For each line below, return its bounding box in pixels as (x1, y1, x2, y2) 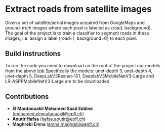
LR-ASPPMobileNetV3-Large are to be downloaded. (5, 78, 111, 84)
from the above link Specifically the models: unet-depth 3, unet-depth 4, (5, 68, 153, 74)
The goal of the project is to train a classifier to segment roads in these (5, 30, 149, 36)
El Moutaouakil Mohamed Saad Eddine (12, 106, 93, 111)
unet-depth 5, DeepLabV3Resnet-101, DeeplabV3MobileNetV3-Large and (5, 73, 154, 79)
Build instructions (5, 50, 61, 58)
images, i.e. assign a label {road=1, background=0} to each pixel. (5, 35, 137, 41)
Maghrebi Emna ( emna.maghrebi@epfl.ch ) (12, 121, 100, 127)
